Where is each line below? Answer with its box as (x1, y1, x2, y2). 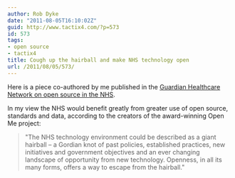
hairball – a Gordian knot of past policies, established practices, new (24, 140, 226, 149)
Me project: (7, 118, 41, 128)
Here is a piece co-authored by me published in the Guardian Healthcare (7, 82, 221, 91)
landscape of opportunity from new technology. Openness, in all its (24, 155, 222, 164)
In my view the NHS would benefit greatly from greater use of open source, (7, 104, 229, 112)
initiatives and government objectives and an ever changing (24, 148, 201, 156)
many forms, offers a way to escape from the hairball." (24, 162, 185, 171)
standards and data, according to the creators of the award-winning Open (7, 111, 224, 120)
